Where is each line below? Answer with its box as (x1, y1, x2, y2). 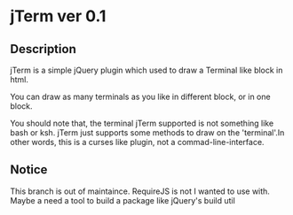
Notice (10, 162, 48, 178)
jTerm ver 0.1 (10, 6, 107, 27)
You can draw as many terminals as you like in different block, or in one (10, 91, 271, 102)
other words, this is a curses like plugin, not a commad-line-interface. (10, 137, 265, 147)
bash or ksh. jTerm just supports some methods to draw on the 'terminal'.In (10, 127, 285, 138)
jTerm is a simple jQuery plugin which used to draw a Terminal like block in (10, 65, 283, 75)
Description (10, 42, 76, 57)
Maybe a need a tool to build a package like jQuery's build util (10, 195, 236, 205)
